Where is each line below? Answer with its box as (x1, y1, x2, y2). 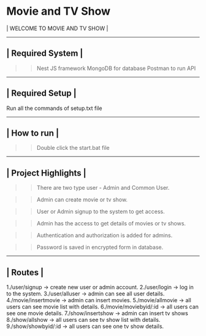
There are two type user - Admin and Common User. (36, 184, 170, 192)
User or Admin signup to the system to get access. (36, 208, 165, 216)
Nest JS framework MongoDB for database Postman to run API (36, 64, 196, 72)
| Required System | (6, 48, 83, 59)
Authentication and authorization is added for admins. (36, 232, 173, 239)
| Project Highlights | (6, 168, 87, 178)
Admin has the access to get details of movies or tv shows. (36, 220, 186, 227)
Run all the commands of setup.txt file (6, 104, 102, 112)
